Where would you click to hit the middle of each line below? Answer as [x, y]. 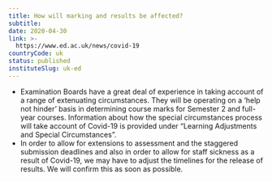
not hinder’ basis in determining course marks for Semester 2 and [130, 108]
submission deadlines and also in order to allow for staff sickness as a [137, 151]
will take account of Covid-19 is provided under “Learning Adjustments [138, 125]
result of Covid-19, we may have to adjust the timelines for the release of [142, 160]
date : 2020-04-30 [38, 31]
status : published [39, 61]
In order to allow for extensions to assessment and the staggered [129, 143]
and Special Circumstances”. [68, 134]
